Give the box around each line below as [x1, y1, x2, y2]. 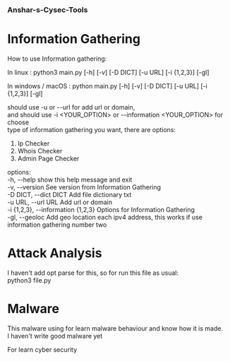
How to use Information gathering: [7, 54, 107, 63]
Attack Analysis [7, 245, 102, 261]
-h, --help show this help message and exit [7, 175, 133, 184]
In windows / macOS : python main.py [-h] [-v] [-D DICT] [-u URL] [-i [7, 81, 208, 90]
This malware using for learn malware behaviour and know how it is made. [7, 324, 224, 333]
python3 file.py [7, 276, 52, 284]
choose [7, 118, 30, 126]
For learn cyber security [7, 345, 78, 354]
